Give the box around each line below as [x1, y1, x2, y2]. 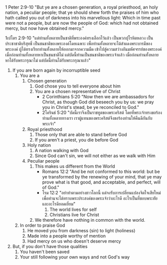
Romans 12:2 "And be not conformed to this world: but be [42, 169, 161, 175]
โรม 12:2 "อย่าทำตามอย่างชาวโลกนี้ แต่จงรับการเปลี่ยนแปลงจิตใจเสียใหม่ [42, 190, 161, 195]
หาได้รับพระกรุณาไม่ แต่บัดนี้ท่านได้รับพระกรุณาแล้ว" [5, 57, 91, 63]
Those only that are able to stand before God [34, 132, 127, 137]
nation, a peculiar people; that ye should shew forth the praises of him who [5, 9, 159, 15]
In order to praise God [19, 222, 65, 228]
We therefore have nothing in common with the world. [34, 217, 146, 223]
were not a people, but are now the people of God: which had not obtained [5, 20, 159, 26]
